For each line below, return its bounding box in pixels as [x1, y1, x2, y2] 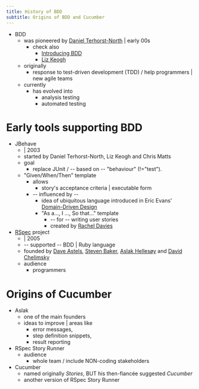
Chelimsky [23, 254, 50, 261]
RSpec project [14, 229, 50, 236]
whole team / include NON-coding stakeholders [32, 358, 150, 365]
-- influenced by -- [32, 191, 79, 198]
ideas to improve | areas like [23, 320, 93, 327]
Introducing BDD [41, 49, 82, 56]
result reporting [32, 339, 71, 346]
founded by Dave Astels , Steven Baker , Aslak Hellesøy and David [23, 248, 182, 255]
